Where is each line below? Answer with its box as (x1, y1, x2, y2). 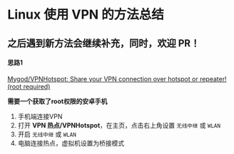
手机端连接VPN (17, 112, 63, 120)
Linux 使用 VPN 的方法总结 (7, 6, 164, 23)
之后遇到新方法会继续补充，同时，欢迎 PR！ (7, 37, 200, 49)
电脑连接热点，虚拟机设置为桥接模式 (17, 138, 125, 147)
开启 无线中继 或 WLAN (17, 130, 76, 138)
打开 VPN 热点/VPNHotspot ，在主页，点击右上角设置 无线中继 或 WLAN (17, 120, 221, 129)
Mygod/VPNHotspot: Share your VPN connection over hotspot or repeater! (7, 74, 227, 83)
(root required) (7, 82, 51, 91)
